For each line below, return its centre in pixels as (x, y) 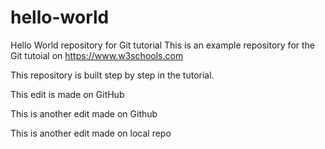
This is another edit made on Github (84, 113)
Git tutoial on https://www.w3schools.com (97, 55)
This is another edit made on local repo (91, 133)
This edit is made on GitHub (67, 94)
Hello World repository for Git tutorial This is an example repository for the (163, 45)
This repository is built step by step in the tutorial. (112, 75)
